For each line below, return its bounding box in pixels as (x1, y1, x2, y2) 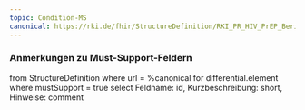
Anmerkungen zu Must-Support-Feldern (9, 52, 192, 65)
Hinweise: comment (9, 92, 84, 103)
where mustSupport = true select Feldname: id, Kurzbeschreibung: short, (9, 82, 283, 93)
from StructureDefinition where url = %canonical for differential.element (9, 72, 279, 83)
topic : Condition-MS (9, 13, 88, 23)
